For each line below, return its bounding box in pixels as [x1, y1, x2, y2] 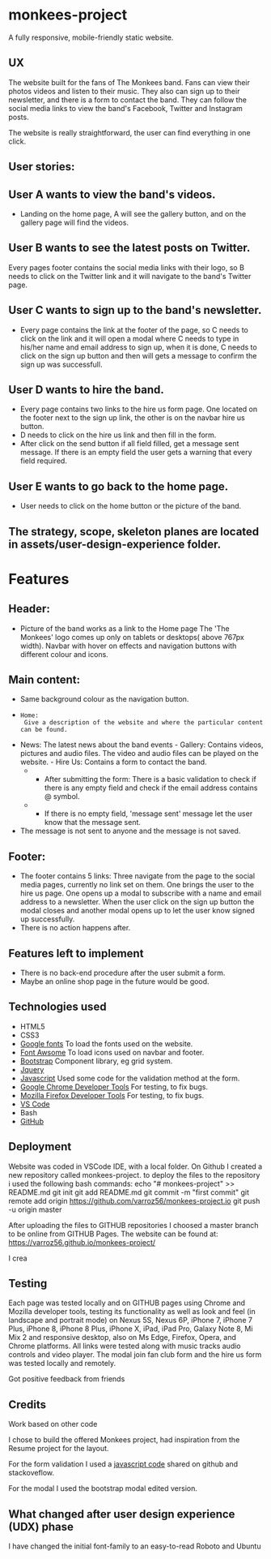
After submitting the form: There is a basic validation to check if [44, 775, 256, 784]
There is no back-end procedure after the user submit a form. [19, 968, 226, 978]
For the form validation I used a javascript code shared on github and [8, 1459, 239, 1469]
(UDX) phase [8, 1519, 74, 1534]
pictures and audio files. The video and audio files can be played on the [19, 749, 259, 758]
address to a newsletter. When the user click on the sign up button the [19, 897, 255, 907]
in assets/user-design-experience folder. [8, 537, 221, 551]
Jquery [19, 1064, 44, 1074]
